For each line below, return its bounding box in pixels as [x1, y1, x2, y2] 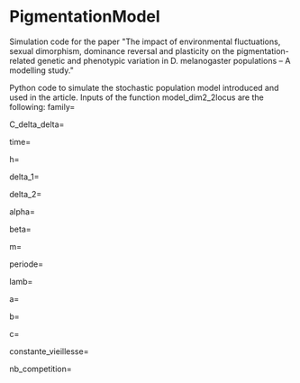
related [9, 55, 36, 66]
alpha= [9, 205, 36, 217]
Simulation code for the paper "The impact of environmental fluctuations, [9, 36, 281, 47]
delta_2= [9, 188, 42, 199]
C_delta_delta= [9, 119, 65, 130]
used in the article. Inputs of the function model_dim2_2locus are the [9, 92, 264, 103]
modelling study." [9, 65, 74, 76]
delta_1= [9, 171, 40, 182]
